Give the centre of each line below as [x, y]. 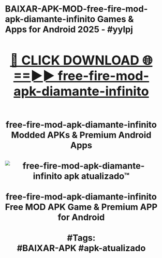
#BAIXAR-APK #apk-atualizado [81, 248]
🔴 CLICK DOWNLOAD [74, 60]
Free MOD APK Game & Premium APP [81, 207]
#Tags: [81, 238]
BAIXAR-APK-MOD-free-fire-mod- [76, 9]
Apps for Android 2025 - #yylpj [69, 30]
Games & [115, 19]
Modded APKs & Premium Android [81, 135]
